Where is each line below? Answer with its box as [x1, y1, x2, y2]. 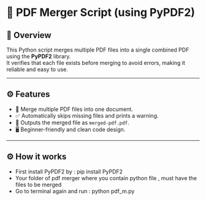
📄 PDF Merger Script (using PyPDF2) [6, 6, 195, 20]
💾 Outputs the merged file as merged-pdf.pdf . [15, 119, 130, 126]
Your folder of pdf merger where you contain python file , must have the [15, 174, 197, 181]
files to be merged [15, 181, 62, 188]
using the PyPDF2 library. [6, 53, 71, 60]
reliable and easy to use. [6, 66, 69, 73]
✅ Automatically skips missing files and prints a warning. [15, 112, 159, 119]
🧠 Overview [6, 30, 51, 40]
